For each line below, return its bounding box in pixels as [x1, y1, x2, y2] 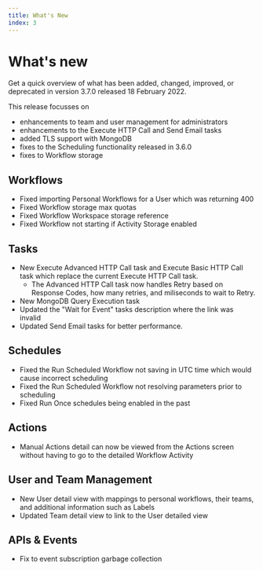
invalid [19, 313, 42, 323]
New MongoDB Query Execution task [19, 296, 140, 306]
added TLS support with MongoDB [19, 134, 132, 144]
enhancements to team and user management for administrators [19, 117, 228, 126]
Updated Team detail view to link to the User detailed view [19, 511, 208, 520]
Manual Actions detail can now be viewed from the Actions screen [19, 441, 234, 452]
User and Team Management [8, 473, 153, 487]
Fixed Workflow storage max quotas [19, 203, 137, 212]
